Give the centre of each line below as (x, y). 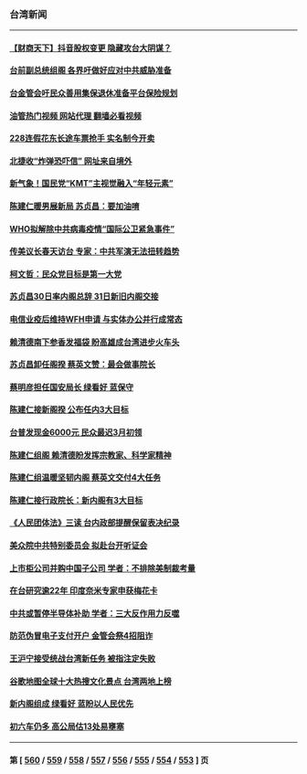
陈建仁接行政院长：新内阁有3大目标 (76, 500)
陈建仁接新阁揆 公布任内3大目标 (69, 409)
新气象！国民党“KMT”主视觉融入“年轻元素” (91, 184)
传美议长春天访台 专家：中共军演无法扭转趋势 (95, 251)
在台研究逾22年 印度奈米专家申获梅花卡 (84, 590)
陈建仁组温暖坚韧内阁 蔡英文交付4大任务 (85, 478)
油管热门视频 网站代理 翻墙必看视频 (75, 115)
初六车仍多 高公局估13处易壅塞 (67, 726)
